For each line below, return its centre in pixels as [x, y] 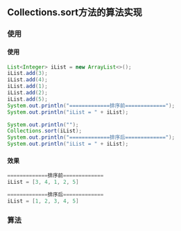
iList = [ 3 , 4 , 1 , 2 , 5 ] [43, 182]
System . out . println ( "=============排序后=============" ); [91, 137]
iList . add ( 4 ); [28, 80]
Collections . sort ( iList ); [44, 131]
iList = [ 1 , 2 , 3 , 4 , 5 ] [43, 201]
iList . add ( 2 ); [28, 93]
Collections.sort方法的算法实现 [75, 12]
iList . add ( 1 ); [28, 86]
